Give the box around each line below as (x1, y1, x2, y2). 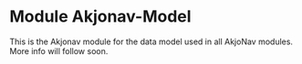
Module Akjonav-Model (9, 6, 192, 27)
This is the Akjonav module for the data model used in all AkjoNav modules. (9, 36, 294, 47)
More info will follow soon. (9, 45, 109, 56)
